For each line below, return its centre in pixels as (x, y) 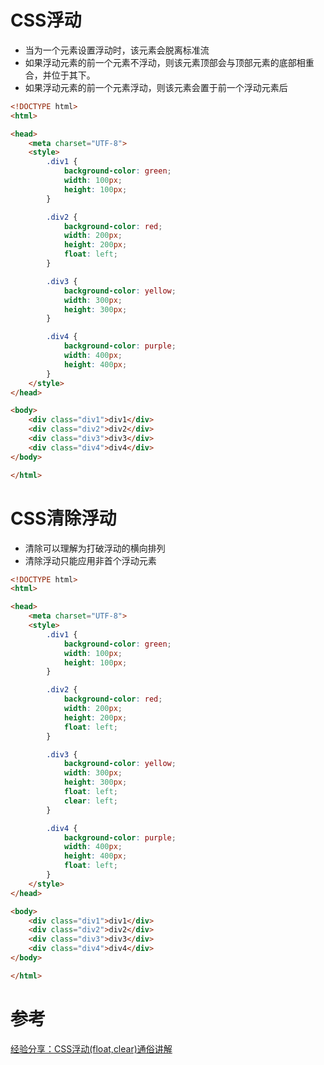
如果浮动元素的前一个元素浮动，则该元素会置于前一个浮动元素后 (156, 87)
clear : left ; (90, 801)
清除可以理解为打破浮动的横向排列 (95, 548)
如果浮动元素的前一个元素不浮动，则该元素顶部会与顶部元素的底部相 (165, 62)
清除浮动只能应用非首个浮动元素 (90, 560)
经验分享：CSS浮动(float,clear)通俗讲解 (91, 1048)
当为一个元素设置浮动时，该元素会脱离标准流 (117, 50)
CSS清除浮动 (63, 518)
